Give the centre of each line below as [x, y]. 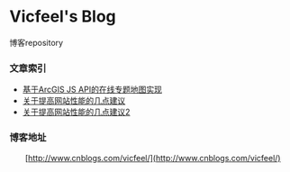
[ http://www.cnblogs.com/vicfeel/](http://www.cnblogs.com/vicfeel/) [153, 158]
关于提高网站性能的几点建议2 [76, 112]
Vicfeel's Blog [63, 17]
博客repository [36, 42]
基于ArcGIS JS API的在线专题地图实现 [92, 90]
